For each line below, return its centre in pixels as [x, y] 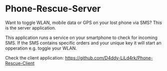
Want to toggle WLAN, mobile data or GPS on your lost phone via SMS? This [84, 22]
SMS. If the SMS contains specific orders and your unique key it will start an [83, 42]
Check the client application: [34, 57]
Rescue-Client [20, 63]
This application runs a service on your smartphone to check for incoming [81, 37]
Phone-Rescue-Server [53, 9]
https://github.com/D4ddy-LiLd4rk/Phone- [109, 57]
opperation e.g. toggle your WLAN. [41, 48]
